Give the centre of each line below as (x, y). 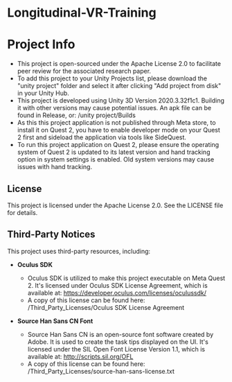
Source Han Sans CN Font (55, 321)
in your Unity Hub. (43, 93)
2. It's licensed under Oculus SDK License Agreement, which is (117, 285)
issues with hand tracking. (54, 167)
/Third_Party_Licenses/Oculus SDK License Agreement (106, 307)
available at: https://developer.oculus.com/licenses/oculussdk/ (117, 293)
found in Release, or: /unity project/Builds (77, 115)
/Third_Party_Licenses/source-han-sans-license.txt (101, 371)
